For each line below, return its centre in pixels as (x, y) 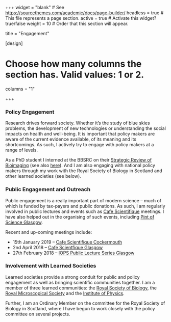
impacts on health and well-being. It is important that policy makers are (80, 134)
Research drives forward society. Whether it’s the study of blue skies (78, 123)
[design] (14, 43)
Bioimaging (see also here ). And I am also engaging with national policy (80, 166)
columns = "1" (20, 89)
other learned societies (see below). (43, 176)
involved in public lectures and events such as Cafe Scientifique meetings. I (85, 211)
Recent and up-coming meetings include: (49, 232)
